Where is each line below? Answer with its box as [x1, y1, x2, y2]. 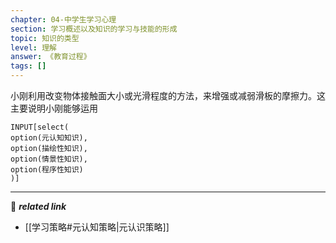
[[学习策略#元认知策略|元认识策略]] [24, 221, 170, 233]
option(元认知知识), [10, 133, 88, 143]
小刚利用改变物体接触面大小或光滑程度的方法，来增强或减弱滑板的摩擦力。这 [10, 90, 326, 101]
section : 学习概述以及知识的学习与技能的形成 [10, 24, 178, 34]
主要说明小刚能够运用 [10, 102, 98, 114]
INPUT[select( [10, 122, 70, 132]
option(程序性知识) [10, 165, 84, 175]
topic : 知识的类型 [10, 33, 80, 43]
